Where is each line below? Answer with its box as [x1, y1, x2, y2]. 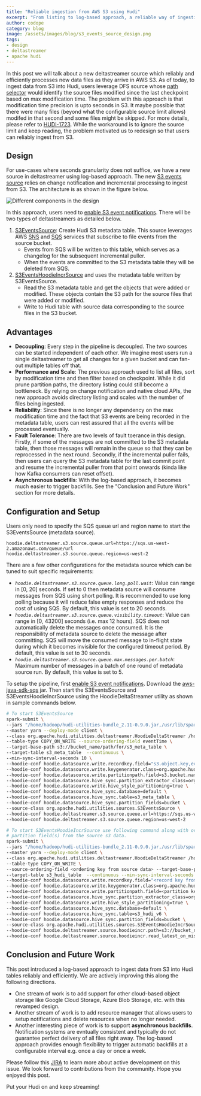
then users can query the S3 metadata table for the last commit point [14, 458, 185, 465]
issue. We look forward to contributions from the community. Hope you [6, 1065, 181, 1072]
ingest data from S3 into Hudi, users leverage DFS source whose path [6, 82, 178, 90]
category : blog [6, 25, 44, 32]
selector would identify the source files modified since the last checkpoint [6, 89, 188, 96]
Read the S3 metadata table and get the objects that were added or [23, 284, 190, 291]
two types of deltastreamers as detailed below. [6, 215, 122, 222]
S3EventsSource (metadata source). [6, 529, 96, 536]
